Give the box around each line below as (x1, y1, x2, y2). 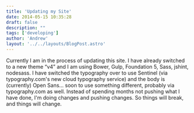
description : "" (6, 24, 46, 31)
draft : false (6, 19, 38, 25)
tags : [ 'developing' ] (6, 30, 59, 36)
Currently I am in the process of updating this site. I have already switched (6, 57, 185, 64)
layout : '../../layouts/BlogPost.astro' (6, 41, 106, 47)
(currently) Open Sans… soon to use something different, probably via (6, 82, 175, 89)
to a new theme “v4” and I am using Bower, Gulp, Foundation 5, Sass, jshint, (6, 63, 189, 70)
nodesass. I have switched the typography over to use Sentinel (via (6, 69, 168, 76)
